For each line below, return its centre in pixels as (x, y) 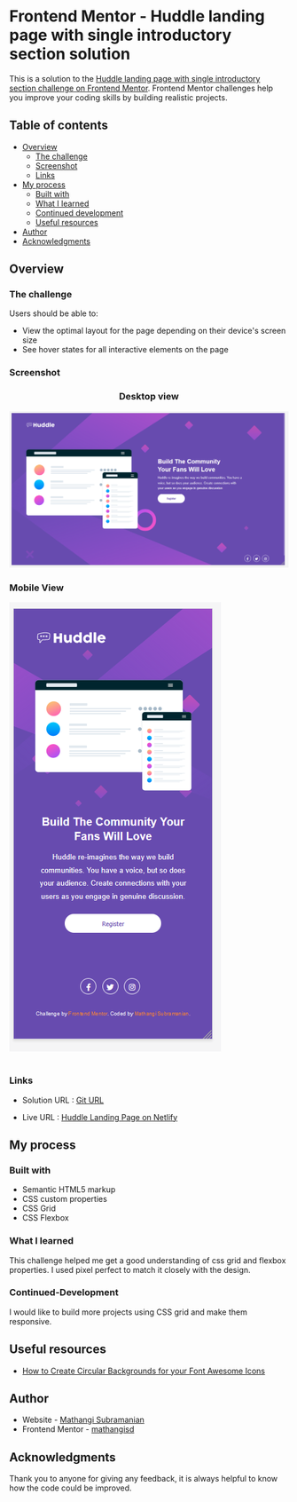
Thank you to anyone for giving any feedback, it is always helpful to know (144, 1479)
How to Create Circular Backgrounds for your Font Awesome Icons (144, 1371)
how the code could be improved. (70, 1488)
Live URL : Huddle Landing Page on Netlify (100, 1117)
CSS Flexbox (45, 1218)
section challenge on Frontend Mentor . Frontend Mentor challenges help (141, 88)
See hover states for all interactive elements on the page (125, 350)
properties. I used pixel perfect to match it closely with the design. (130, 1269)
